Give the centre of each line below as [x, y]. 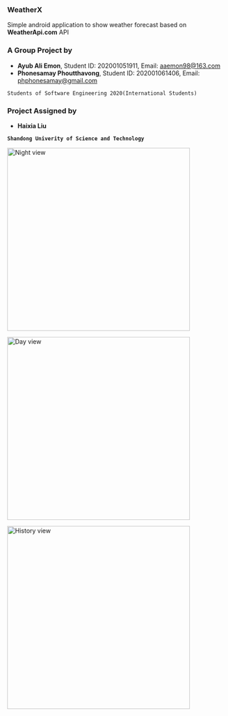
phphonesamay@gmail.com [57, 80]
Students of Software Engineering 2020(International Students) [102, 93]
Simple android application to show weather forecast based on [97, 25]
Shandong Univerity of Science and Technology [76, 138]
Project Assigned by [42, 111]
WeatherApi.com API [38, 32]
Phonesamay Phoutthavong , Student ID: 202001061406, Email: [108, 73]
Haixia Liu [32, 125]
